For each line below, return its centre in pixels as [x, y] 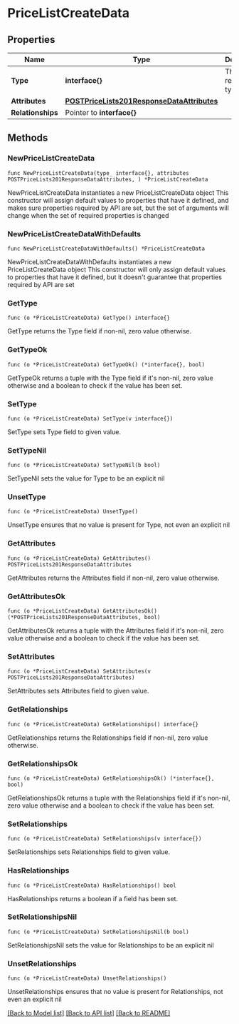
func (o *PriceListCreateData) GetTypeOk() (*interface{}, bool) [106, 365]
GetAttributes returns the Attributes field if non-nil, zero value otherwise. [113, 578]
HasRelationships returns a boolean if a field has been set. [93, 898]
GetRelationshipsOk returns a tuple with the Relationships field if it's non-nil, [119, 798]
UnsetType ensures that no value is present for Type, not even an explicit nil [118, 525]
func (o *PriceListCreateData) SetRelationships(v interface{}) [105, 839]
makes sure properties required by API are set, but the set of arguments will [118, 208]
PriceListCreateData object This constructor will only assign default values [117, 269]
